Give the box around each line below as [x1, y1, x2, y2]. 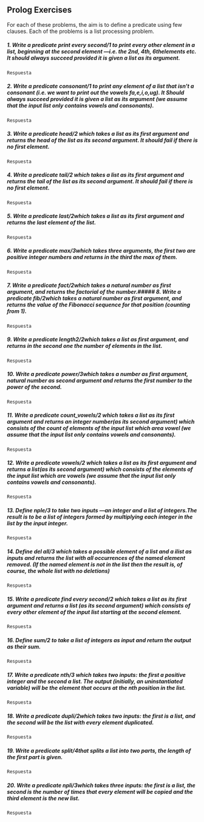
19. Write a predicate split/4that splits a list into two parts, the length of [7, 746, 191, 754]
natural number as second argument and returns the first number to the [7, 377, 193, 384]
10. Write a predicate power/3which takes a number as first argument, [7, 370, 189, 378]
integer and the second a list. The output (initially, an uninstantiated [7, 678, 183, 685]
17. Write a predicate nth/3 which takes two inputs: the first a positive [7, 671, 186, 678]
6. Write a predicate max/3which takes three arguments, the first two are [7, 247, 196, 255]
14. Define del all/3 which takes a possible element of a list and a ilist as [7, 548, 192, 555]
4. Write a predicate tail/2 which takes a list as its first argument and [7, 171, 185, 179]
